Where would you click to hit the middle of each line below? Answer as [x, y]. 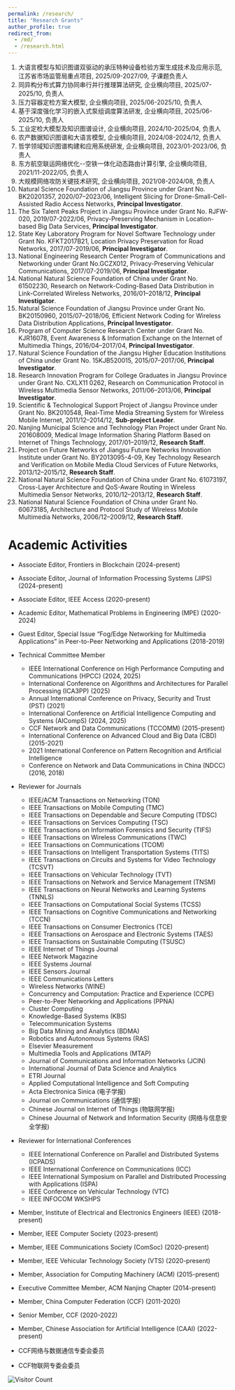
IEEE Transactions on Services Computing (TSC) [98, 822]
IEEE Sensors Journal [59, 971]
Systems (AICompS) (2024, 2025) [77, 720]
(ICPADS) [42, 1161]
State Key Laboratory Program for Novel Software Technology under [116, 234]
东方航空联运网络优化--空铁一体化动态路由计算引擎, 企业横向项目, [112, 163]
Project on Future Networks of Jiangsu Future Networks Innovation [115, 450]
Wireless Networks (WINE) [67, 986]
